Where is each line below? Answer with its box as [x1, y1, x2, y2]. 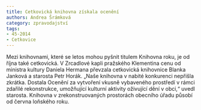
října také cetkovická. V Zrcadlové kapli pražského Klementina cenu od [6, 60, 181, 67]
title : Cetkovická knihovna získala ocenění [6, 8, 119, 15]
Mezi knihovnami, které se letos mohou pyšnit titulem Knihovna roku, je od [6, 53, 190, 60]
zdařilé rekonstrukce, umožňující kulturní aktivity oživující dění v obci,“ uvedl [6, 85, 195, 92]
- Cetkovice [6, 37, 36, 43]
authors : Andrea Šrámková [6, 14, 71, 20]
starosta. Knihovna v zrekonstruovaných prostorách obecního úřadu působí [6, 91, 193, 99]
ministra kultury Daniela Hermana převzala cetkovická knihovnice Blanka [6, 66, 186, 73]
